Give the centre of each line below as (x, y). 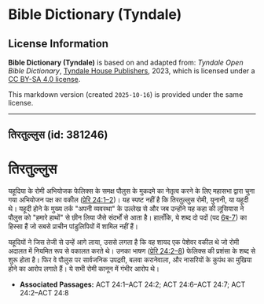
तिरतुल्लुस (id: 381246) (58, 135)
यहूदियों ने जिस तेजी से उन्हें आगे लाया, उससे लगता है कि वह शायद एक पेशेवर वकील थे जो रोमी (124, 243)
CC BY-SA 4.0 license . (44, 79)
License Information (58, 44)
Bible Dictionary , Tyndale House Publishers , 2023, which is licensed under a (132, 71)
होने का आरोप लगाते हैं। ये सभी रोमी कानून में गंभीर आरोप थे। (84, 269)
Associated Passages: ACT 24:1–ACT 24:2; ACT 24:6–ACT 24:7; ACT (132, 284)
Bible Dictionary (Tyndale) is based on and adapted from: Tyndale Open (126, 62)
